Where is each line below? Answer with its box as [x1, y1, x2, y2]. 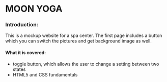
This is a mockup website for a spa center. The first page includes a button [5, 32, 162, 38]
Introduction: [5, 21, 39, 28]
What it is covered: [5, 50, 46, 56]
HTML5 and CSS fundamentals [12, 71, 78, 77]
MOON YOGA [5, 3, 63, 15]
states [12, 66, 26, 72]
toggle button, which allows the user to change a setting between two [12, 61, 159, 67]
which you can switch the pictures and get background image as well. [5, 38, 152, 44]
